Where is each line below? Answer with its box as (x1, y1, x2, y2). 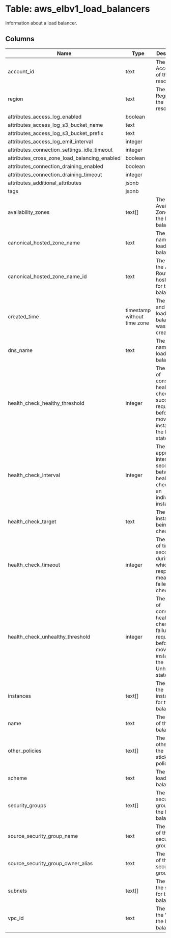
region (8, 95, 23, 102)
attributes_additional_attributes (8, 179, 82, 186)
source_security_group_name (8, 832, 78, 839)
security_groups (8, 802, 46, 809)
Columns (5, 35, 35, 43)
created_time (8, 313, 39, 320)
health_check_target (8, 518, 56, 525)
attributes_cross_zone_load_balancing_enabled (8, 154, 121, 161)
